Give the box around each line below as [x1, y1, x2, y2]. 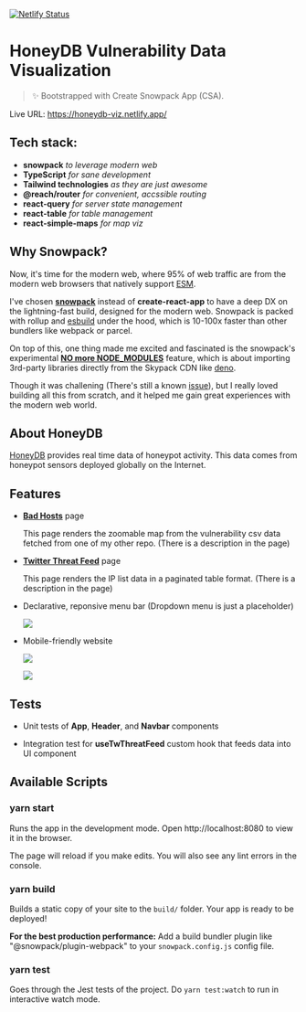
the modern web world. [9, 399, 98, 410]
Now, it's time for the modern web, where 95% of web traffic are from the [9, 268, 287, 279]
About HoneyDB [9, 425, 103, 441]
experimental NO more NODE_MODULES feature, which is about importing [9, 352, 290, 363]
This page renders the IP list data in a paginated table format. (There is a [22, 573, 296, 584]
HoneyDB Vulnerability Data [9, 41, 227, 61]
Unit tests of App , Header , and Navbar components [22, 720, 219, 731]
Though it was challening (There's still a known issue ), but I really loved [9, 379, 279, 390]
